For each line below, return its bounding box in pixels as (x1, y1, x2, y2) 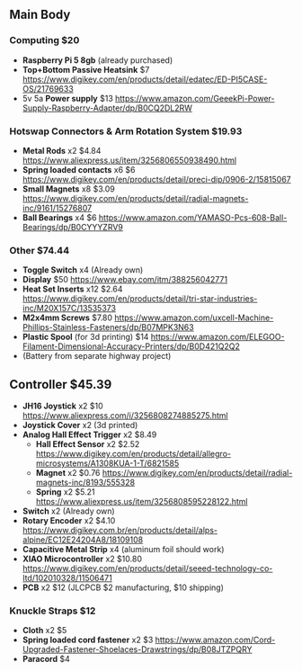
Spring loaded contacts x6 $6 (22, 164, 137, 174)
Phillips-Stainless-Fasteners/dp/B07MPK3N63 (22, 322, 195, 333)
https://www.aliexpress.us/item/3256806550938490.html (22, 155, 236, 166)
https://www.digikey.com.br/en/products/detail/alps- (22, 525, 218, 536)
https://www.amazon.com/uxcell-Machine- (114, 312, 274, 323)
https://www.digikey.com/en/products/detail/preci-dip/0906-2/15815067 (22, 174, 292, 184)
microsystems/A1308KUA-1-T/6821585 (35, 458, 180, 469)
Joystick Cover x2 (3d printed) (22, 420, 138, 431)
